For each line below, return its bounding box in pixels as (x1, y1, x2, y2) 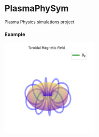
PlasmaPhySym (4, 3, 69, 14)
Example (4, 31, 26, 38)
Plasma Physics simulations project (4, 19, 75, 25)
